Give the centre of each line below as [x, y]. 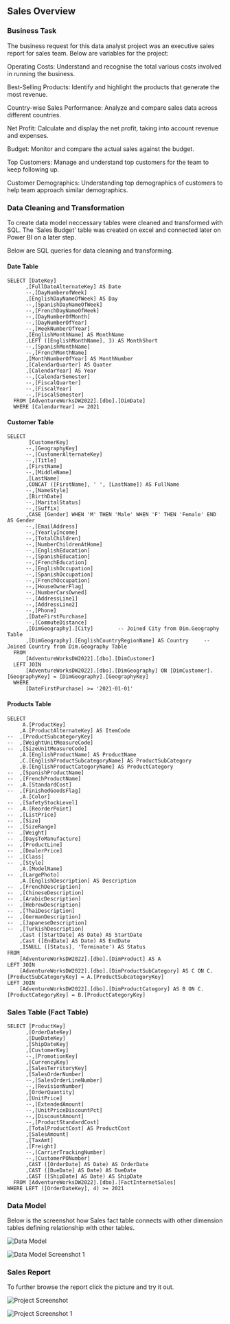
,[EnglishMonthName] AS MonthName [75, 335]
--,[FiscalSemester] [55, 395]
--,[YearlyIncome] [51, 533]
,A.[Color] [35, 797]
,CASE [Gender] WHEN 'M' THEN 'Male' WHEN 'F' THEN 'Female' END [120, 515]
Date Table [23, 266]
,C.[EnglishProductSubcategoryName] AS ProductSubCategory [106, 760]
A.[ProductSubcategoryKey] [126, 977]
